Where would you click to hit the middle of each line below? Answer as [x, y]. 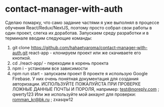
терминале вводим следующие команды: [48, 38]
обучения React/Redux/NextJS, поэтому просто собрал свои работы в [79, 27]
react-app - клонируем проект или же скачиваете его [85, 53]
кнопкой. [22, 58]
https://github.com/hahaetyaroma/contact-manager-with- [89, 47]
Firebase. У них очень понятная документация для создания [75, 79]
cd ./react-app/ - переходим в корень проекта [60, 63]
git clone [21, 47]
